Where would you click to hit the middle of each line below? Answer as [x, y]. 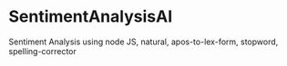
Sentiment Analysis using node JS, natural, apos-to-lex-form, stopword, [143, 42]
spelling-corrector [42, 51]
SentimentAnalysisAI [91, 17]
